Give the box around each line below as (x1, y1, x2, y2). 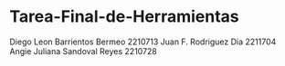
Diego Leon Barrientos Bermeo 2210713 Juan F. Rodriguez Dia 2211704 (9, 36, 277, 47)
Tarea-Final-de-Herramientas (9, 6, 239, 27)
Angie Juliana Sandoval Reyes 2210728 (9, 45, 158, 56)
